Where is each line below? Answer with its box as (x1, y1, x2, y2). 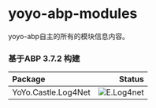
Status (118, 74, 144, 85)
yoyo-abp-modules (8, 5, 138, 23)
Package (12, 74, 46, 85)
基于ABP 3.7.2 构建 (8, 52, 80, 63)
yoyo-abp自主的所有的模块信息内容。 (8, 31, 130, 41)
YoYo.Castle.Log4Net (12, 87, 91, 98)
